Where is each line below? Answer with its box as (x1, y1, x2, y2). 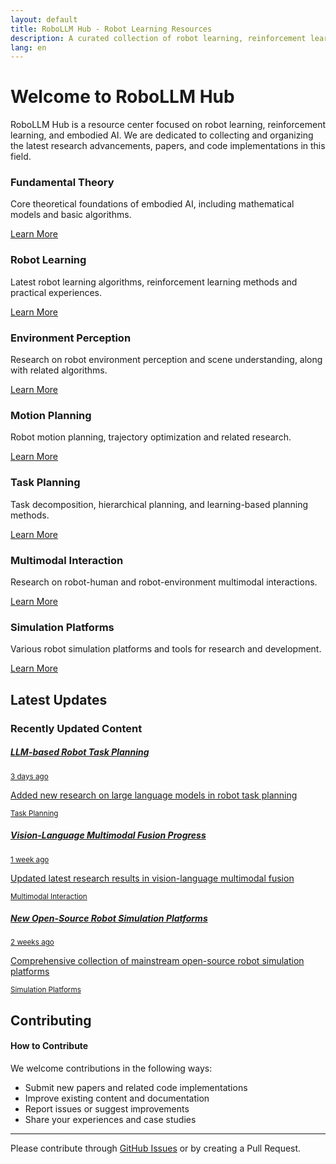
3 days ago (10, 771, 49, 781)
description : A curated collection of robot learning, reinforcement (10, 33, 307, 43)
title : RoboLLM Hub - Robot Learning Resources (10, 24, 213, 34)
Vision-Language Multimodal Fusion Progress (10, 829, 207, 841)
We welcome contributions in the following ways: (10, 1062, 213, 1075)
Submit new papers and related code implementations (24, 1082, 248, 1094)
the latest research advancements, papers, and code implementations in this (10, 140, 326, 152)
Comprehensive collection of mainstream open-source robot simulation (10, 955, 305, 967)
